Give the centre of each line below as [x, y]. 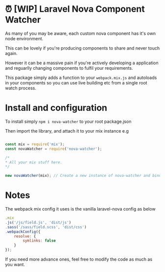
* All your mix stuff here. [34, 162]
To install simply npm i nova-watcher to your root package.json [68, 121]
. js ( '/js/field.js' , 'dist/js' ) [38, 222]
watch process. [21, 88]
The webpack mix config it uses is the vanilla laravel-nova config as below [80, 209]
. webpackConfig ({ [23, 232]
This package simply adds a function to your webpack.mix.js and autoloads [81, 78]
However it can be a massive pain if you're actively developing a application [82, 63]
